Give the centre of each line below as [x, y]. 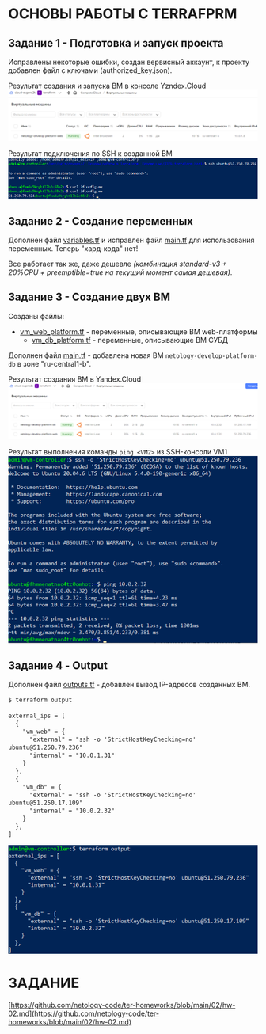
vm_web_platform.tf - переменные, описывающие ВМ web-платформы [139, 331]
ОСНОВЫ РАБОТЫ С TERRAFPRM [123, 14]
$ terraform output [40, 700]
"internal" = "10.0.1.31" [72, 756]
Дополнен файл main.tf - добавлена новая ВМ [86, 355]
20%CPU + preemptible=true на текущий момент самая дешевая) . [120, 272]
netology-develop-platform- [211, 356]
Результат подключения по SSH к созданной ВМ [90, 154]
